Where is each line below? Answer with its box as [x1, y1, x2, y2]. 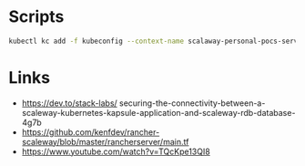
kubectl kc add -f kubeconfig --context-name [8, 36, 184, 46]
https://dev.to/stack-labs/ [21, 98, 117, 109]
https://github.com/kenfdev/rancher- [21, 126, 160, 138]
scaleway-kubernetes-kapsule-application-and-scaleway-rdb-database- [21, 107, 296, 118]
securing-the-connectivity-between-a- [118, 98, 266, 109]
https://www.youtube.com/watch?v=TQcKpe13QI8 [21, 146, 210, 157]
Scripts [8, 6, 65, 27]
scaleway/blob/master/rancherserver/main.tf [21, 136, 189, 147]
